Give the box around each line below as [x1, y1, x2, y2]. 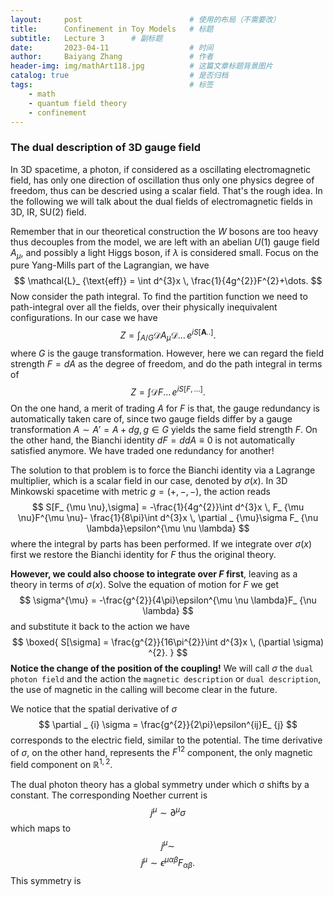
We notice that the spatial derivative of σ [10, 702, 178, 715]
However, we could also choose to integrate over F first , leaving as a [10, 567, 298, 580]
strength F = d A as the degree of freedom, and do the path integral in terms [10, 357, 323, 370]
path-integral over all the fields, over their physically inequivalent [10, 301, 278, 313]
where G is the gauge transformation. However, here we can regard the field [10, 347, 324, 359]
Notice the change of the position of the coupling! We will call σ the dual [10, 662, 314, 674]
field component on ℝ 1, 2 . [10, 757, 113, 770]
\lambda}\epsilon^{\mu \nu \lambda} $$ [86, 522, 250, 534]
